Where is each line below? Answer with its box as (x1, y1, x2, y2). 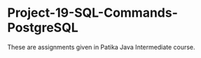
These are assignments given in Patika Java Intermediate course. (7, 43, 195, 51)
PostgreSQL (7, 20, 78, 36)
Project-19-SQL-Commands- (7, 5, 179, 21)
